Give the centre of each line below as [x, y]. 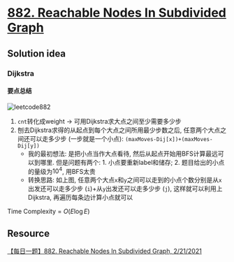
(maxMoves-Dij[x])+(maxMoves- [169, 139]
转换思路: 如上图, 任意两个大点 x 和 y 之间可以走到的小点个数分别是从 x [125, 180]
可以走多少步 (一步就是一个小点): [76, 138]
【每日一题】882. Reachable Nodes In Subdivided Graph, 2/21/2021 [105, 251]
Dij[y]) [28, 146]
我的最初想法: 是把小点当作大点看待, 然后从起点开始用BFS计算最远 [123, 153]
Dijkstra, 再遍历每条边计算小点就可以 [80, 198]
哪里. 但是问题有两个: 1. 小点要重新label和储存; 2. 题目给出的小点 [132, 162]
